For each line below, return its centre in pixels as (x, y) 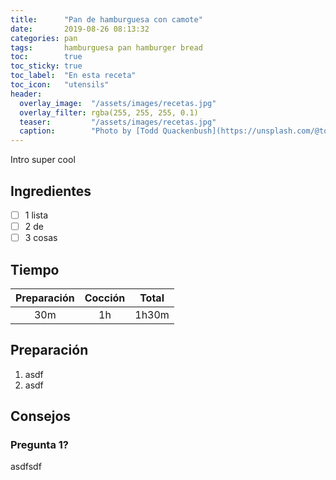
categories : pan (44, 38)
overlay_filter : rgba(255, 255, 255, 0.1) (109, 112)
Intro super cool (43, 160)
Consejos (41, 416)
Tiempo (35, 269)
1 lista (36, 215)
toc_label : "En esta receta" (73, 76)
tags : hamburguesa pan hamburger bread (106, 47)
